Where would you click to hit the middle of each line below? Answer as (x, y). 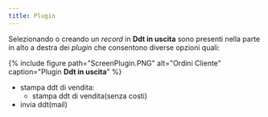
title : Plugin (32, 16)
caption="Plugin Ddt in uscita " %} (65, 71)
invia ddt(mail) (44, 104)
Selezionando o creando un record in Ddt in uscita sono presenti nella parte (134, 39)
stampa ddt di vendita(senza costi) (89, 96)
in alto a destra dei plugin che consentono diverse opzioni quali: (114, 47)
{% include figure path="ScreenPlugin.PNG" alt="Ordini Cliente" (115, 63)
